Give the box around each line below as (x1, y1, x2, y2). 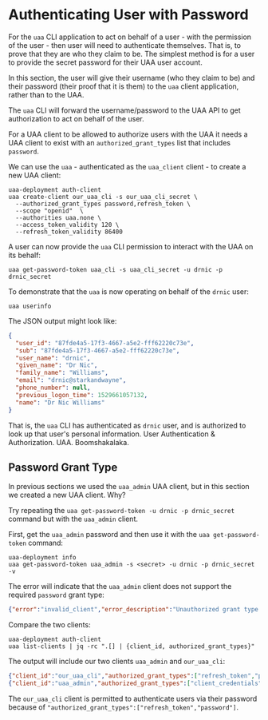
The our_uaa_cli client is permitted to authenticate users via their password (8, 694, 258, 703)
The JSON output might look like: (8, 316, 117, 325)
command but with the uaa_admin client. (8, 514, 138, 524)
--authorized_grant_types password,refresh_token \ (15, 200, 191, 208)
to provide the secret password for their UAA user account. (8, 58, 203, 67)
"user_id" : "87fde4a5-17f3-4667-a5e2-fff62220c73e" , (15, 339, 195, 347)
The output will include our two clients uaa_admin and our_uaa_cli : (8, 657, 226, 666)
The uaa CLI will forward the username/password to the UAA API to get (8, 105, 241, 115)
